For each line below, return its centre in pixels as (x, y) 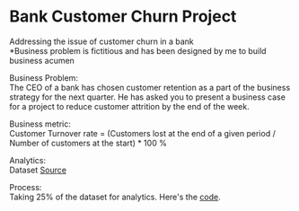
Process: (26, 187)
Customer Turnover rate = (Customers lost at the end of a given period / (142, 133)
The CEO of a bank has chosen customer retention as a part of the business (150, 87)
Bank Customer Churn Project (123, 17)
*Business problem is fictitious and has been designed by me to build (138, 50)
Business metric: (40, 124)
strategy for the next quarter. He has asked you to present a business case (147, 97)
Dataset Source (38, 170)
